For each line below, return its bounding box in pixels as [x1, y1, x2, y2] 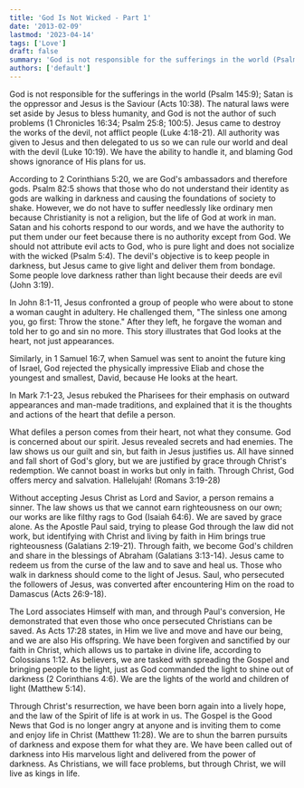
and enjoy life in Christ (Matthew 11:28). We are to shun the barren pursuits [9, 729, 288, 740]
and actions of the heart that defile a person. [9, 408, 176, 419]
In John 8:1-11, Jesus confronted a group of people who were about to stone [9, 296, 294, 308]
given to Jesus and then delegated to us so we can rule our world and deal [9, 137, 288, 148]
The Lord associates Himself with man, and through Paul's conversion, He [9, 606, 286, 617]
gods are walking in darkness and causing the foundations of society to [9, 192, 276, 204]
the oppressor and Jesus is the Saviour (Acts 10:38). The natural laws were [9, 98, 290, 109]
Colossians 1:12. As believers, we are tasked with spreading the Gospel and [9, 654, 290, 665]
